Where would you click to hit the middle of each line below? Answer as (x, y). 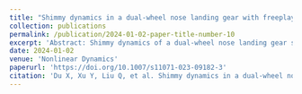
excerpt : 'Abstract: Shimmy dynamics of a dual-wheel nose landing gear (148, 43)
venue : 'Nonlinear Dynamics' (64, 59)
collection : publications (58, 26)
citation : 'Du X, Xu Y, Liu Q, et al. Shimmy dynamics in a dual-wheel (146, 76)
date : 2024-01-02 (42, 51)
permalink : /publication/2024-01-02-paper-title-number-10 (122, 34)
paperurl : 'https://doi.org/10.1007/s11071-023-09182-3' (118, 68)
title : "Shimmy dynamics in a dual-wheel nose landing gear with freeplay (152, 17)
